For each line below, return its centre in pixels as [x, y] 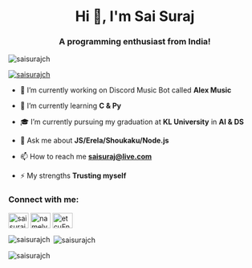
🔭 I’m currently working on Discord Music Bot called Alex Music [126, 90]
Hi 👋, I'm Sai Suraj [135, 16]
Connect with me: [44, 200]
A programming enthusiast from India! [135, 42]
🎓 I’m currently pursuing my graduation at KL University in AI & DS [132, 122]
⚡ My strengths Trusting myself [73, 175]
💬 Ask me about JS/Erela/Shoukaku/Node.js [94, 141]
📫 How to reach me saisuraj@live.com [86, 157]
